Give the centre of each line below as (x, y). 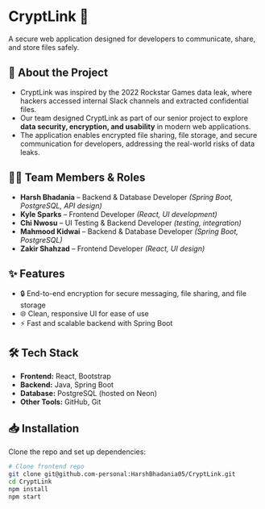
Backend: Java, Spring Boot (67, 385)
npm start (25, 496)
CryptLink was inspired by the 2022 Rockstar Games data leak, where (136, 92)
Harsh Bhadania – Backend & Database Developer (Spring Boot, (126, 197)
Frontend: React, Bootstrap (65, 376)
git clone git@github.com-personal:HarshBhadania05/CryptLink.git (122, 474)
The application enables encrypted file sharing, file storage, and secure (139, 135)
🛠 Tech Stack (43, 353)
